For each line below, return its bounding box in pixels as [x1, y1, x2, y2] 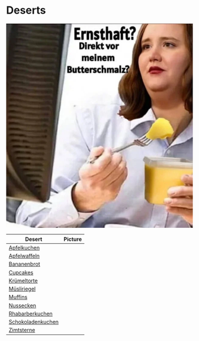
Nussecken [8, 302, 37, 309]
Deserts [6, 4, 46, 17]
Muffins [8, 294, 28, 301]
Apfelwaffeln [8, 253, 40, 260]
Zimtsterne [8, 327, 36, 334]
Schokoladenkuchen [8, 318, 59, 326]
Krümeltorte [8, 277, 38, 284]
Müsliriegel [8, 285, 36, 292]
